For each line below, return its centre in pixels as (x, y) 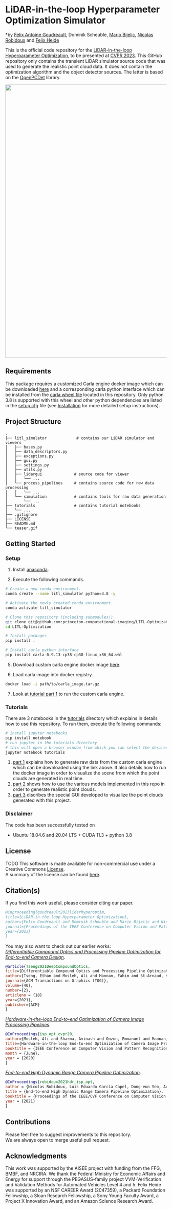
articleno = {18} (24, 995)
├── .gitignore (21, 515)
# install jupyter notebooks (36, 733)
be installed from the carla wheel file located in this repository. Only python (84, 394)
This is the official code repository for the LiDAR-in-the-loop (69, 50)
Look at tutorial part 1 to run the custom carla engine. (69, 694)
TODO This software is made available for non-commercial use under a (80, 863)
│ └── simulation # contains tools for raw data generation (86, 497)
